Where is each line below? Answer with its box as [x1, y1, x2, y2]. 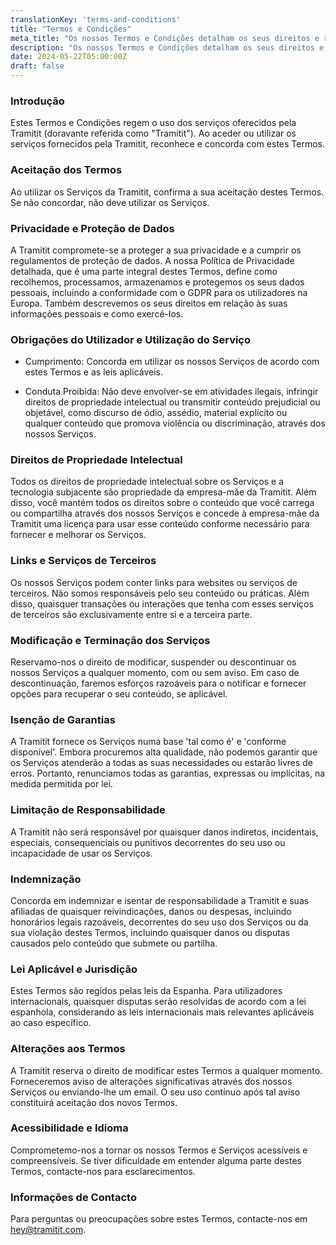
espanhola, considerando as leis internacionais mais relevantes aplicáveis [10, 1006, 315, 1018]
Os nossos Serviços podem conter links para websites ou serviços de [10, 576, 298, 588]
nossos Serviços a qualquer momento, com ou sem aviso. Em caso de [10, 667, 300, 679]
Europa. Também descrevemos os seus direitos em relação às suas [10, 297, 288, 309]
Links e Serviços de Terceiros [10, 554, 157, 568]
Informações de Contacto [10, 1190, 137, 1204]
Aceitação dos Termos [10, 163, 123, 177]
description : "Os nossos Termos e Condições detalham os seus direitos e [10, 42, 325, 53]
